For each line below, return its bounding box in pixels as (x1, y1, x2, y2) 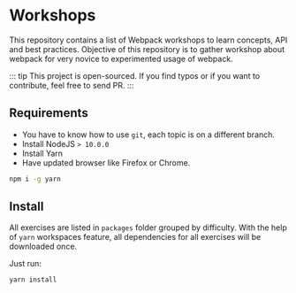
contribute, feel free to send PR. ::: (9, 80, 134, 90)
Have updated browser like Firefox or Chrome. (21, 157, 191, 168)
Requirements (9, 105, 88, 120)
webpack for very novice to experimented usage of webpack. (9, 53, 233, 64)
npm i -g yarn (9, 174, 62, 183)
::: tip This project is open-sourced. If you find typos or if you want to (9, 70, 261, 81)
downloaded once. (9, 241, 78, 252)
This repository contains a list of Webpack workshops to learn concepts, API (9, 35, 288, 45)
